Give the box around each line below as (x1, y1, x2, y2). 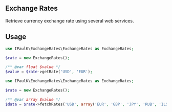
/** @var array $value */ (5, 97, 60, 102)
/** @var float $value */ (5, 64, 60, 70)
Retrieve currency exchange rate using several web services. (5, 17, 134, 24)
